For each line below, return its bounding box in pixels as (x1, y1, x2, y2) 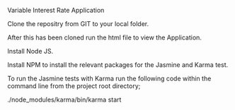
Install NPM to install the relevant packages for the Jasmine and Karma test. (7, 61, 229, 69)
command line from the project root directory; (7, 82, 141, 90)
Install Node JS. (7, 47, 54, 55)
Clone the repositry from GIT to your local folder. (7, 20, 149, 28)
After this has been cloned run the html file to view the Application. (7, 33, 202, 42)
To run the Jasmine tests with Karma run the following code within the (7, 74, 212, 82)
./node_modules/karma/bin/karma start (7, 95, 122, 104)
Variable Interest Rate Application (7, 6, 105, 14)
